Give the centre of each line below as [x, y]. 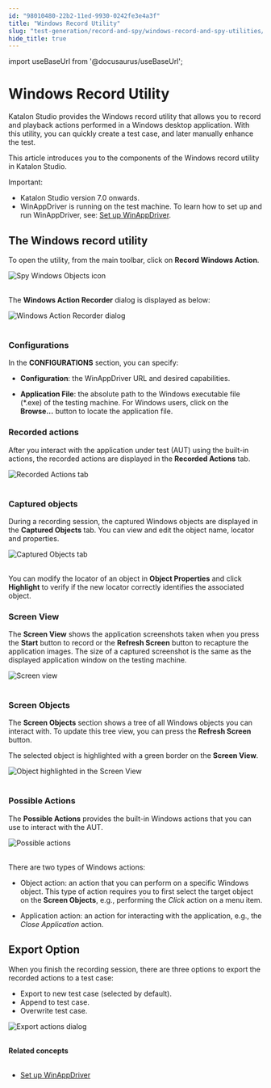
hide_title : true [38, 38]
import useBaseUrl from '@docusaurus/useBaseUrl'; [96, 61]
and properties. [34, 538]
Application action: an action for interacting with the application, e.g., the [141, 916]
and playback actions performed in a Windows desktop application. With [129, 125]
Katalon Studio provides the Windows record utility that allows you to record [135, 116]
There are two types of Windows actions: [77, 867]
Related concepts [38, 1050]
